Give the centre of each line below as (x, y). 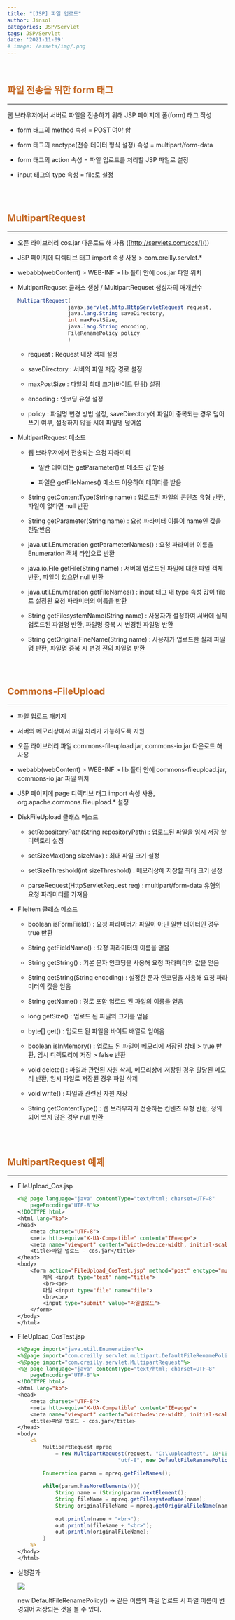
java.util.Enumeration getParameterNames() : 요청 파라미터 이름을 (121, 544)
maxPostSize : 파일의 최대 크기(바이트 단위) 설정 (94, 384)
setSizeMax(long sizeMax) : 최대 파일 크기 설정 (94, 855)
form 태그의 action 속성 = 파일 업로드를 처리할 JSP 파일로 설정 (103, 159)
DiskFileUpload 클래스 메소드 (58, 817)
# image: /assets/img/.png (47, 46)
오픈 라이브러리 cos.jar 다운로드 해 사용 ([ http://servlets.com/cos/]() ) (113, 242)
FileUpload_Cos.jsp (45, 1186)
